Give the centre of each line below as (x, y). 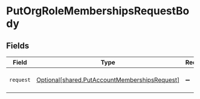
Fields (18, 46)
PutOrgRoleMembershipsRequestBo (98, 11)
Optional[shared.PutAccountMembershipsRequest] (108, 80)
